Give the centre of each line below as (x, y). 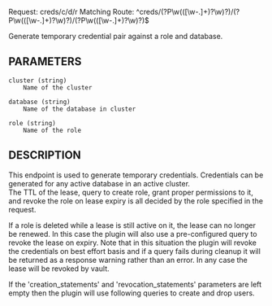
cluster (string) (38, 81)
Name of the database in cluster (80, 109)
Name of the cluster (58, 87)
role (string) (32, 123)
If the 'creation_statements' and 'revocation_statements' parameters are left (135, 284)
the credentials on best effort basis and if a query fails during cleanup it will (135, 251)
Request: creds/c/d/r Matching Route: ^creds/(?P (90, 12)
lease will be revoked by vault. (59, 269)
